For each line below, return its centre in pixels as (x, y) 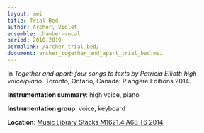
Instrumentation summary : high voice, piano (73, 94)
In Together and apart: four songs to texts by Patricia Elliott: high (102, 73)
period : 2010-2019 (34, 40)
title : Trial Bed (33, 21)
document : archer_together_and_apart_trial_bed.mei (85, 54)
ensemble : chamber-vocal (44, 34)
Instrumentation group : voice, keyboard (67, 108)
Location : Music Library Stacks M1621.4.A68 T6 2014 (85, 122)
